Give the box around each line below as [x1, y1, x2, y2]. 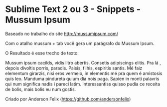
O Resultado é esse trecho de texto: [5, 50, 79, 56]
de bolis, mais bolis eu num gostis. [5, 86, 76, 92]
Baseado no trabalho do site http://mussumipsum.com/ [5, 30, 119, 36]
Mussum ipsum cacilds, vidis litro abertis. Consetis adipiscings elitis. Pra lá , [5, 59, 161, 65]
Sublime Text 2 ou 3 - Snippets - [5, 3, 141, 15]
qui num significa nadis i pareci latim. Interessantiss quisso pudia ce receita [5, 81, 161, 87]
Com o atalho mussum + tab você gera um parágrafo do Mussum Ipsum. [5, 40, 155, 46]
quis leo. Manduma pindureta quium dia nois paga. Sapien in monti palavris [5, 75, 160, 81]
